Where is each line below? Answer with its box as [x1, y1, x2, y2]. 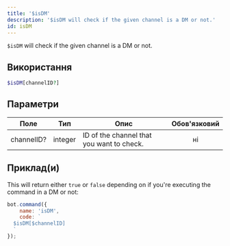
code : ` [19, 214, 41, 221]
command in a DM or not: [7, 188, 79, 196]
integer [53, 134, 77, 144]
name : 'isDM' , [19, 207, 60, 214]
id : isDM [7, 23, 32, 29]
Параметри [7, 99, 60, 110]
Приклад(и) [7, 162, 60, 174]
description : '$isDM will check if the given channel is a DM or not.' [7, 16, 216, 23]
